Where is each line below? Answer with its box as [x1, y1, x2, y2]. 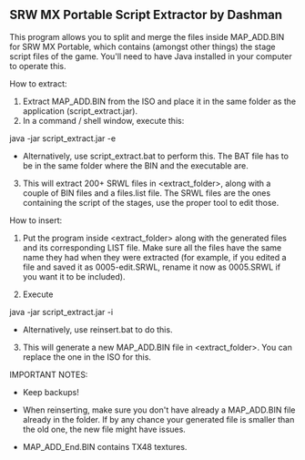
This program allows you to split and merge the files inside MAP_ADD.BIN [9, 31, 285, 42]
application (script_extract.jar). [22, 105, 138, 117]
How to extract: [9, 77, 67, 89]
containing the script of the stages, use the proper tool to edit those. [22, 197, 280, 208]
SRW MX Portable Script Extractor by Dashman [9, 7, 283, 23]
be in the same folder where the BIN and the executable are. [22, 159, 249, 171]
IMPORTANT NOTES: [9, 369, 88, 380]
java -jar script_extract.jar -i [9, 306, 114, 317]
